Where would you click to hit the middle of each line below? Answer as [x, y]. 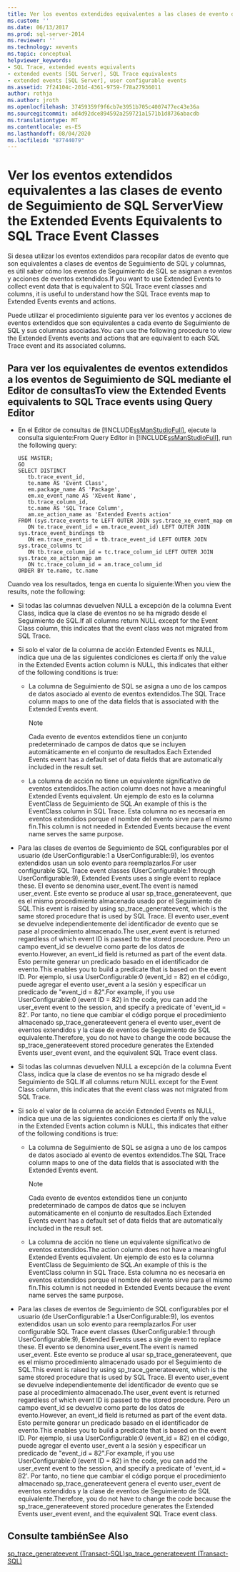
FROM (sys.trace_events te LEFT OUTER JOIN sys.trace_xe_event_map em [125, 521]
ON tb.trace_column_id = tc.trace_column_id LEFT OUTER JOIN [120, 552]
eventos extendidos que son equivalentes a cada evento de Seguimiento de [119, 323]
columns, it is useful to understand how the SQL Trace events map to [109, 294]
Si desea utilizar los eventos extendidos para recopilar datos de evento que [118, 256]
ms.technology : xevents [43, 47]
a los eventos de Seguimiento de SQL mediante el [119, 379]
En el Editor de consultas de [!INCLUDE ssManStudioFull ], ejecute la [117, 430]
